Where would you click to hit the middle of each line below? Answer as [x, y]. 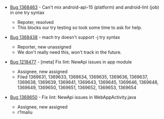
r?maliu [25, 112]
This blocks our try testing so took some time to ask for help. [80, 27]
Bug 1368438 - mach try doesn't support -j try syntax [65, 37]
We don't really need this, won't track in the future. [70, 52]
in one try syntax [27, 12]
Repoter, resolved [35, 22]
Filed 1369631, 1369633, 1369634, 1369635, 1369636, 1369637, [83, 77]
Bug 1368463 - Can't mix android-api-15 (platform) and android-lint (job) [84, 7]
